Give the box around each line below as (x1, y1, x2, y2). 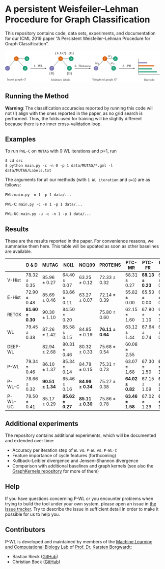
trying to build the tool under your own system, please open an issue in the (5, 500, 157, 506)
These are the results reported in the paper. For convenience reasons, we (5, 238, 154, 244)
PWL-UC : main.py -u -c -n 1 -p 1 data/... (5, 211, 92, 216)
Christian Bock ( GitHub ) (12, 559, 60, 565)
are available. (5, 249, 32, 254)
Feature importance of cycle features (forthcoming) (12, 453, 116, 459)
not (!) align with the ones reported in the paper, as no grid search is (5, 110, 143, 116)
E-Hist (7, 294, 21, 300)
